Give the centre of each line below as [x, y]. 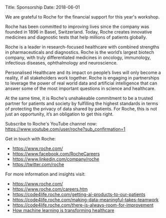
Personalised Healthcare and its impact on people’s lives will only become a [83, 72]
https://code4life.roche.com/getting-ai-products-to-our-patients [79, 194]
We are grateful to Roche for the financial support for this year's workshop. [82, 17]
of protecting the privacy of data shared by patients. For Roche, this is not [81, 109]
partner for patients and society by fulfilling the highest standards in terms [82, 103]
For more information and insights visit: [45, 174]
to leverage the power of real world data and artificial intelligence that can [81, 83]
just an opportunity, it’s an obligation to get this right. [59, 114]
